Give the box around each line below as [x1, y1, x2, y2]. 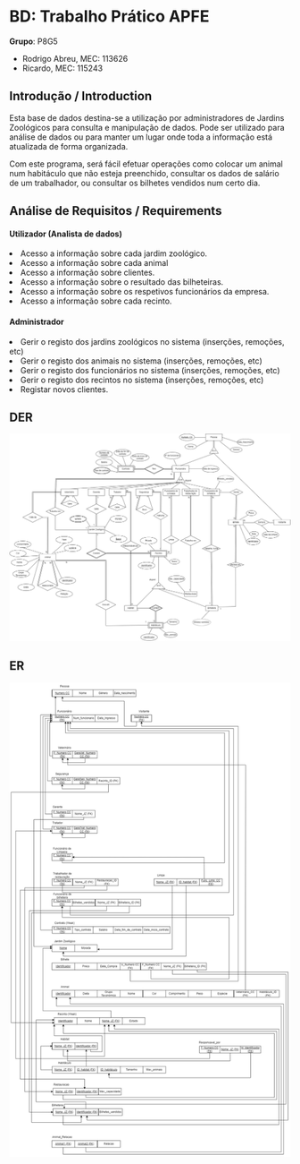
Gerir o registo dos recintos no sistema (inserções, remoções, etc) [21, 374, 264, 385]
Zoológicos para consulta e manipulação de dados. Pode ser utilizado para [9, 122, 285, 133]
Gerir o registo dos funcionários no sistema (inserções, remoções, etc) [21, 364, 280, 375]
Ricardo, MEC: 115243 [21, 63, 104, 73]
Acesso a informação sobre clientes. [21, 267, 155, 278]
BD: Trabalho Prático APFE [9, 6, 210, 27]
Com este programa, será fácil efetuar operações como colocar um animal [9, 158, 283, 169]
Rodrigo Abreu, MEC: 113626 [21, 53, 129, 64]
